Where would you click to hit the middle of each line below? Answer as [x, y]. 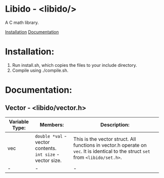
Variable [19, 121]
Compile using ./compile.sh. [40, 70]
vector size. [48, 160]
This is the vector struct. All [104, 139]
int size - [47, 154]
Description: [115, 124]
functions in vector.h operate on [110, 145]
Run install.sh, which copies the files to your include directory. [74, 65]
